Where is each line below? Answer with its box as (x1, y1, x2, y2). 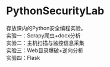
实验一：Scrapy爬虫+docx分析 (6, 31, 81, 39)
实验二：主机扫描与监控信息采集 (6, 39, 84, 46)
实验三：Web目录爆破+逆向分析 (6, 46, 84, 54)
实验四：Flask (6, 54, 40, 61)
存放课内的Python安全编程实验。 (6, 24, 86, 31)
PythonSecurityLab (6, 4, 105, 18)
